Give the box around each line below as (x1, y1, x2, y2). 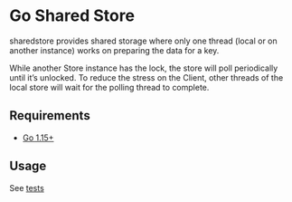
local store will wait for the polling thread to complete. (9, 82, 210, 92)
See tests (9, 182, 45, 193)
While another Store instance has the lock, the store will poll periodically (9, 63, 278, 73)
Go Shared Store (9, 5, 136, 26)
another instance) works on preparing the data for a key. (9, 44, 220, 55)
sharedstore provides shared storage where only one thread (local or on (9, 35, 278, 46)
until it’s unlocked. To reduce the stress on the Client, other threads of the (9, 72, 284, 82)
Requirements (9, 108, 90, 123)
